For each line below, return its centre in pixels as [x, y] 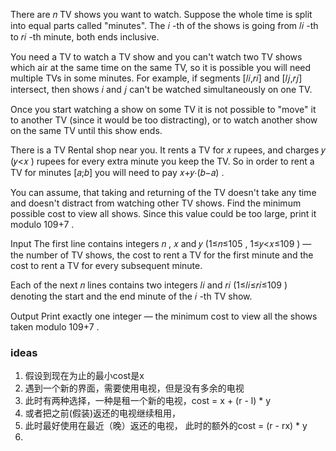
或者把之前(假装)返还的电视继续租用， [103, 413]
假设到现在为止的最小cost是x [84, 376]
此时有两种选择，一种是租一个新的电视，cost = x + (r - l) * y [148, 401]
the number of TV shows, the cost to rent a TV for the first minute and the [162, 255]
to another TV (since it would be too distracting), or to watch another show [164, 120]
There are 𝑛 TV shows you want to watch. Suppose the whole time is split [161, 14]
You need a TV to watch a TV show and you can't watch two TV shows [156, 57]
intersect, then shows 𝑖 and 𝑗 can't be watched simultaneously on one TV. [161, 89]
